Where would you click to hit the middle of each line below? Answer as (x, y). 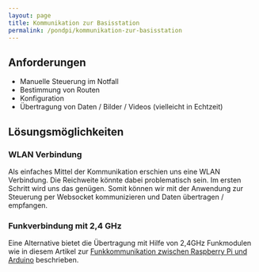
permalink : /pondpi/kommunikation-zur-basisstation (95, 30)
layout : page (30, 15)
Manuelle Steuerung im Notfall (69, 82)
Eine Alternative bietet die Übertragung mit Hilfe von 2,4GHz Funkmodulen (130, 243)
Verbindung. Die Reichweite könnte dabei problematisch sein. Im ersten (125, 180)
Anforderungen (47, 62)
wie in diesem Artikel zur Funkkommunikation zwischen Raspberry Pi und (128, 251)
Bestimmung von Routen (60, 90)
